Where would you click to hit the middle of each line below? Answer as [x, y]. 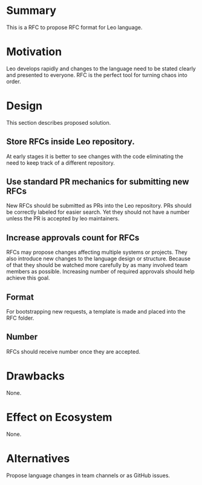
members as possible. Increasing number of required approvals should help [100, 272]
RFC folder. [20, 318]
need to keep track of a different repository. [60, 163]
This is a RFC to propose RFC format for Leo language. [74, 27]
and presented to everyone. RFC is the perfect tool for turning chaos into [97, 75]
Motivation [34, 52]
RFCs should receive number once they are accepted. [73, 351]
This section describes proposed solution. [59, 122]
